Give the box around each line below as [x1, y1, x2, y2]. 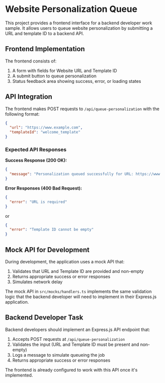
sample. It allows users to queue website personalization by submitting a [5, 25, 153, 31]
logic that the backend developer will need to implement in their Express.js [5, 294, 157, 300]
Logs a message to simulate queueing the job [12, 352, 105, 358]
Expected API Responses [5, 146, 67, 153]
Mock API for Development [5, 246, 90, 254]
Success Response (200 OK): [5, 157, 67, 163]
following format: [5, 111, 40, 117]
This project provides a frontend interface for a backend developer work [5, 20, 152, 26]
